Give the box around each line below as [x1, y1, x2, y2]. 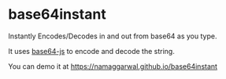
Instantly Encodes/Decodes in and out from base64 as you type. [8, 31, 217, 41]
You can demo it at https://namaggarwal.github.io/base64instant [8, 61, 218, 71]
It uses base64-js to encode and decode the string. [8, 46, 175, 56]
